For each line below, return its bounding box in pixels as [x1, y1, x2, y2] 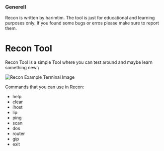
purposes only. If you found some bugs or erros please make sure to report [5, 20, 159, 26]
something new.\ [5, 65, 39, 71]
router [12, 131, 25, 137]
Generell [5, 3, 26, 10]
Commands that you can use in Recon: [5, 84, 84, 90]
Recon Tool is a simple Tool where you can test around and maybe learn [5, 59, 153, 65]
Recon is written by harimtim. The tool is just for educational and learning [5, 15, 155, 21]
